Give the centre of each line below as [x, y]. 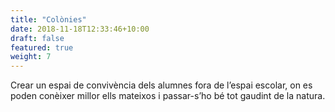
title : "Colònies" [48, 19]
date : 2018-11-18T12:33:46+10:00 [80, 29]
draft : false [37, 38]
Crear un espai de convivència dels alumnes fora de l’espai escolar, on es [161, 85]
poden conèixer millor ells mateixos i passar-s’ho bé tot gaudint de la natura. [168, 96]
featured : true [42, 47]
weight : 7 [31, 57]
